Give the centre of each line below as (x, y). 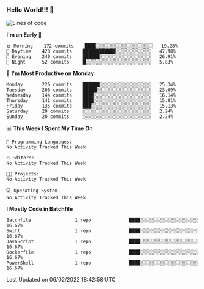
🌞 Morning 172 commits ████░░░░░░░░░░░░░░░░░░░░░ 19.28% (92, 46)
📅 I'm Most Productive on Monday (50, 73)
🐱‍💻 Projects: (23, 174)
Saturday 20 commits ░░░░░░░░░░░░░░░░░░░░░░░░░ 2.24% (90, 112)
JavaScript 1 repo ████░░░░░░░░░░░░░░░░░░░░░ (102, 242)
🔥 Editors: (20, 158)
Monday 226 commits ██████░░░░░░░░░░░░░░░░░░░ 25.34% (91, 85)
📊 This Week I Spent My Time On (49, 128)
